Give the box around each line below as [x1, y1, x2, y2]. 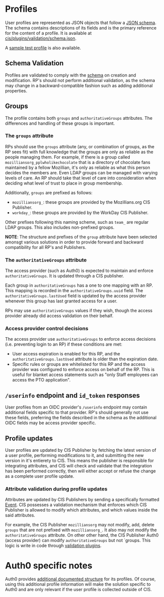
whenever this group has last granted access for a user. [5, 298, 117, 304]
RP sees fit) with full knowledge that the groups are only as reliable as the [5, 149, 153, 155]
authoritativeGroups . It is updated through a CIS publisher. [5, 273, 124, 279]
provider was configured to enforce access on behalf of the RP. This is [12, 367, 155, 373]
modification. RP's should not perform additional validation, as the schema [5, 77, 155, 83]
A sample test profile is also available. [5, 45, 81, 51]
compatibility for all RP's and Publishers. [5, 244, 87, 250]
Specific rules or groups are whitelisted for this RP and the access [12, 361, 145, 367]
